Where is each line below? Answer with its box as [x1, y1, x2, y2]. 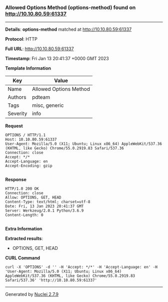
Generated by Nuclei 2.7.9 [5, 291, 59, 297]
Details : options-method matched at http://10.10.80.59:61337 [5, 27, 132, 33]
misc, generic [31, 102, 64, 109]
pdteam [31, 94, 50, 101]
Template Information [5, 65, 51, 71]
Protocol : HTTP [5, 36, 37, 42]
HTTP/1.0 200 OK [5, 186, 39, 192]
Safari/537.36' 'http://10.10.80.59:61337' [5, 278, 97, 283]
